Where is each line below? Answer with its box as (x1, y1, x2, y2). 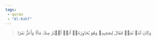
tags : (5, 7, 16, 12)
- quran (7, 12, 23, 17)
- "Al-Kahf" (7, 16, 32, 21)
